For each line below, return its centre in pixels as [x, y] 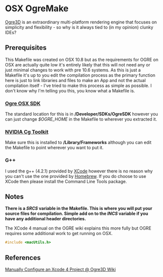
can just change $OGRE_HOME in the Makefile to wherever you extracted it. [81, 119]
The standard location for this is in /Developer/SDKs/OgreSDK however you [81, 114]
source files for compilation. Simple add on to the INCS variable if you [77, 213]
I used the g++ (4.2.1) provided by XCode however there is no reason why [79, 171]
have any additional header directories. [45, 219]
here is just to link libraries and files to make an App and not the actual [75, 80]
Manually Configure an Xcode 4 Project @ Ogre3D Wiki [60, 270]
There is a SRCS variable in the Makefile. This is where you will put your [79, 209]
